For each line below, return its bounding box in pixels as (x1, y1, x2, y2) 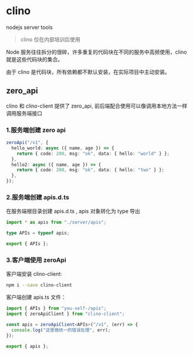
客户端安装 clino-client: (6, 271, 62, 278)
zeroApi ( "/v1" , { (6, 140, 49, 146)
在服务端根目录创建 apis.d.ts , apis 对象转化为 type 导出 (6, 208, 141, 215)
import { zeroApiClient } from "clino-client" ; (6, 311, 125, 317)
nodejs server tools (6, 24, 53, 31)
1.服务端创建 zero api (6, 126, 66, 134)
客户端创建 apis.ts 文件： (6, 294, 66, 301)
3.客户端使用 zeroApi (6, 256, 66, 264)
